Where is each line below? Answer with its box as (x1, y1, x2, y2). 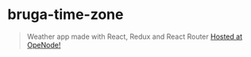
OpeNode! (26, 40, 61, 49)
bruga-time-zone (7, 6, 124, 24)
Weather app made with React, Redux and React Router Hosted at (26, 32, 243, 41)
